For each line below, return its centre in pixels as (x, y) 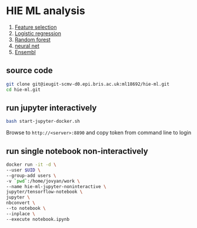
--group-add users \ (31, 175)
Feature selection (36, 27)
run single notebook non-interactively (77, 151)
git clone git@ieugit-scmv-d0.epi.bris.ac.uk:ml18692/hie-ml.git (88, 84)
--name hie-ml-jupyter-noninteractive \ (56, 186)
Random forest (33, 39)
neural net (27, 46)
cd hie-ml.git (24, 89)
